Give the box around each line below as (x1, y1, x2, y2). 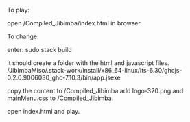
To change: (7, 32, 39, 40)
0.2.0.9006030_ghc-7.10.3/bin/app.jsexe (7, 73, 121, 82)
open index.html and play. (7, 108, 80, 115)
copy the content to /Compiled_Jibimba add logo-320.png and (7, 87, 184, 95)
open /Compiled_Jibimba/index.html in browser (7, 19, 141, 27)
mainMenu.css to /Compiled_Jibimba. (7, 94, 114, 102)
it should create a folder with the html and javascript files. (7, 59, 169, 67)
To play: (7, 6, 29, 14)
